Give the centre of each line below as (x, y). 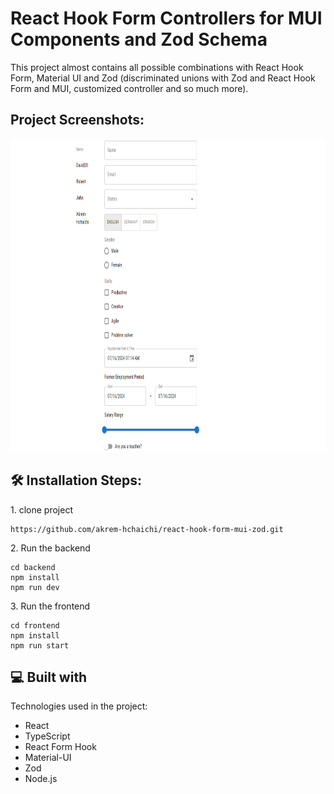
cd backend (33, 567)
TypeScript (47, 736)
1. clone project (41, 509)
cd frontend (35, 625)
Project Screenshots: (77, 120)
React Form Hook (60, 747)
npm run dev (35, 587)
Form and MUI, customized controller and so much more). (129, 88)
